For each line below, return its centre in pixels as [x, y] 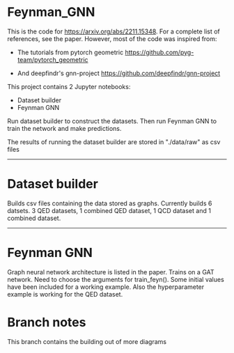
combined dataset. [34, 218]
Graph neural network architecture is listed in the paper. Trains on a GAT [111, 272]
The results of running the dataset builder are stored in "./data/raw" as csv [114, 142]
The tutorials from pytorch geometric [70, 52]
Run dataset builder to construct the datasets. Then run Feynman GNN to [112, 121]
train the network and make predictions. [64, 128]
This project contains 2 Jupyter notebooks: [69, 86]
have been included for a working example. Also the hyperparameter [106, 287]
